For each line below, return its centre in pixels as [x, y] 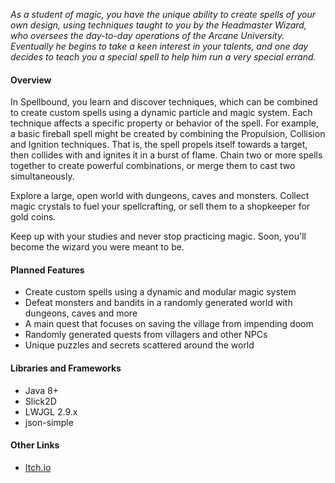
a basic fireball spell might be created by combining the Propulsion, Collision [168, 134]
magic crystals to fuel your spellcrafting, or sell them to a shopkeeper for [160, 206]
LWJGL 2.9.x [51, 411]
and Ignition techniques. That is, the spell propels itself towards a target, [159, 145]
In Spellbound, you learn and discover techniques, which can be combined [164, 102]
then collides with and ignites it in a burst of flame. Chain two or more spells [166, 155]
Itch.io [38, 467]
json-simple [49, 422]
